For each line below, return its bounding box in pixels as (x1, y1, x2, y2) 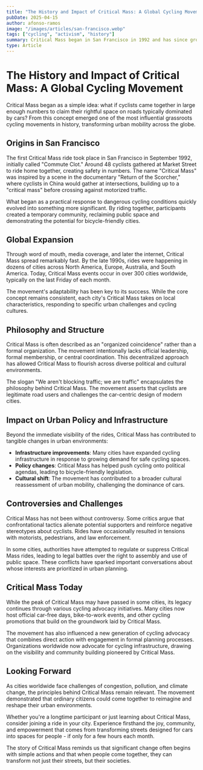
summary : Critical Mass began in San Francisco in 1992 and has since (6, 37, 188, 43)
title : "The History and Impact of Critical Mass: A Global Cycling (6, 8, 182, 15)
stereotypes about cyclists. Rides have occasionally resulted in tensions (6, 527, 185, 534)
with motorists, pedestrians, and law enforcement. (6, 534, 132, 541)
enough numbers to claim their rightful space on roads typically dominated (6, 107, 192, 115)
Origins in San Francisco (6, 138, 100, 149)
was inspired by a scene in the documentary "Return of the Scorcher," (6, 173, 181, 181)
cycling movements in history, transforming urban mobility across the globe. (6, 120, 196, 127)
